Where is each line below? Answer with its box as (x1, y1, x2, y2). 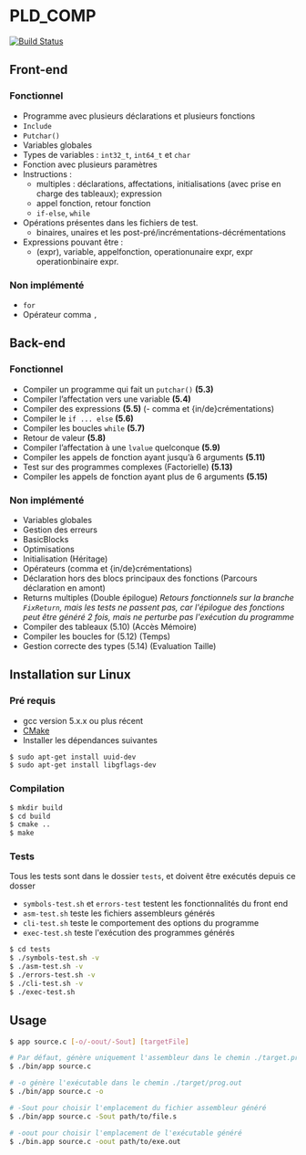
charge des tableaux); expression (36, 188, 162, 199)
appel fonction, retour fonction (36, 197, 151, 208)
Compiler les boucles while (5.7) (22, 422, 146, 434)
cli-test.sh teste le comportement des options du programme (22, 918, 260, 929)
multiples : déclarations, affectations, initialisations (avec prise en (36, 178, 281, 189)
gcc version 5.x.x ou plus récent (22, 715, 144, 726)
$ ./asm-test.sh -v (9, 962, 84, 971)
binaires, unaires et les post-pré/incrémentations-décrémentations (36, 226, 287, 237)
